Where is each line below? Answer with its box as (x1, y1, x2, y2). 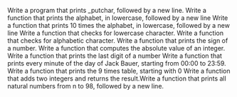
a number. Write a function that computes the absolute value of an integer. (7, 44, 226, 52)
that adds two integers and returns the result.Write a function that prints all (7, 74, 226, 83)
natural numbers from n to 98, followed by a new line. (7, 82, 164, 90)
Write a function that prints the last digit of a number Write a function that (7, 51, 223, 60)
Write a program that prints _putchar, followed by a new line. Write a (7, 6, 206, 14)
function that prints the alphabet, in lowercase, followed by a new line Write (7, 14, 228, 22)
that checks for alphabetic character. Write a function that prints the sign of (7, 36, 228, 45)
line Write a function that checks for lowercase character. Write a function (7, 29, 224, 37)
